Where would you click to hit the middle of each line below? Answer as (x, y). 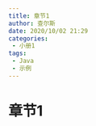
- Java (23, 61)
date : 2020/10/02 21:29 (48, 31)
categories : (28, 38)
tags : (17, 53)
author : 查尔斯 (32, 23)
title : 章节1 (29, 16)
